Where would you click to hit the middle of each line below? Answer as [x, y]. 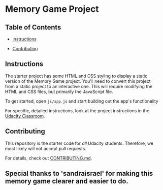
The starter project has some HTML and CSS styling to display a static [76, 76]
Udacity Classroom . [25, 116]
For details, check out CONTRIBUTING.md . [49, 158]
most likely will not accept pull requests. [46, 148]
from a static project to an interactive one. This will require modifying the [79, 86]
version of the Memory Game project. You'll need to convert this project [78, 81]
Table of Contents [33, 27]
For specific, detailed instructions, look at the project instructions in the [77, 111]
